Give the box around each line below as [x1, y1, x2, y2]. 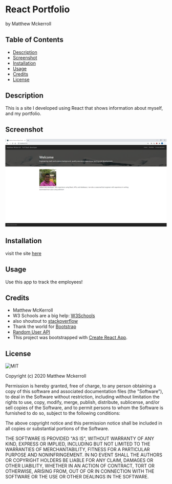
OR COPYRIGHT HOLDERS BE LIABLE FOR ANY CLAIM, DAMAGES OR [5, 457, 154, 463]
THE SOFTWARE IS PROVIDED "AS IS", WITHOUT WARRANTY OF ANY [5, 435, 155, 442]
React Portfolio [5, 4, 70, 15]
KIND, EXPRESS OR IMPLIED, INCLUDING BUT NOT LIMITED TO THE [5, 441, 150, 447]
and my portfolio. [5, 110, 41, 117]
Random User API [12, 329, 50, 335]
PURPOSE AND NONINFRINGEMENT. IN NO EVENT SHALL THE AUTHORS [5, 452, 163, 458]
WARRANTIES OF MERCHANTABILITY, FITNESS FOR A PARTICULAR [5, 447, 150, 453]
